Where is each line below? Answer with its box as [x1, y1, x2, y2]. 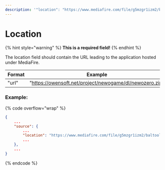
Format [7, 71, 25, 78]
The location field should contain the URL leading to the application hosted [5, 54, 156, 60]
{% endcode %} [5, 160, 38, 166]
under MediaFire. [5, 59, 40, 65]
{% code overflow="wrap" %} [5, 105, 66, 111]
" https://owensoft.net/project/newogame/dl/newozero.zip [29, 79, 163, 86]
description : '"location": [5, 7, 60, 12]
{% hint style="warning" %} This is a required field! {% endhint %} [5, 45, 141, 51]
